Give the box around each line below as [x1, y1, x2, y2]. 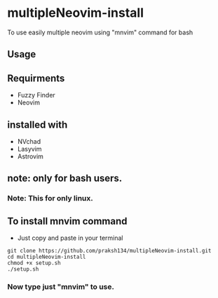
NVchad [17, 137, 41, 145]
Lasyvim [17, 144, 42, 153]
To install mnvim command [7, 215, 128, 227]
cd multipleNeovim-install [7, 254, 86, 261]
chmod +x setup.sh [7, 259, 61, 267]
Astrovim [17, 152, 44, 161]
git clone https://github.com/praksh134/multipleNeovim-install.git [7, 248, 212, 255]
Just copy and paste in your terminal [17, 233, 123, 243]
